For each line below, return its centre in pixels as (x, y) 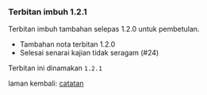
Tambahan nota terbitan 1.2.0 (67, 44)
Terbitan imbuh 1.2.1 (48, 12)
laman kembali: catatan (46, 84)
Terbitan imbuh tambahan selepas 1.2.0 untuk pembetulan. (104, 29)
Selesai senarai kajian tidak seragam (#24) (89, 53)
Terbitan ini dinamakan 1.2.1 (56, 68)
